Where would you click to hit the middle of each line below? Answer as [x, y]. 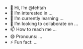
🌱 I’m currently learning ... [37, 18]
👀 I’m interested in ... [31, 13]
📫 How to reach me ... [33, 29]
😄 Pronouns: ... [26, 36]
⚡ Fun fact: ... [24, 42]
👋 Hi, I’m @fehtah [28, 8]
